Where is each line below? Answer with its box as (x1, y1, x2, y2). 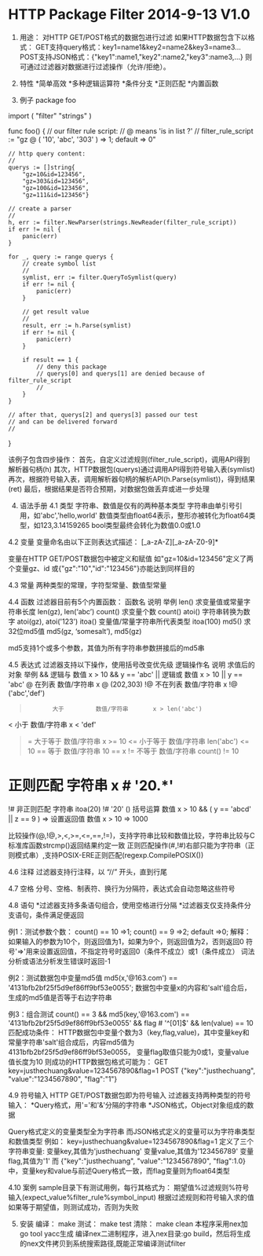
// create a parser (8, 204, 72, 213)
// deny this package (36, 363, 108, 371)
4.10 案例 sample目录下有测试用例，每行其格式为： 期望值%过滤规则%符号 (8, 1182, 250, 1192)
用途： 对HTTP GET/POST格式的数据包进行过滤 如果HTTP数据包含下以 (19, 32, 249, 42)
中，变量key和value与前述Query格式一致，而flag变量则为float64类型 (8, 1166, 230, 1175)
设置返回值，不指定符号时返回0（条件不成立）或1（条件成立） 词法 (38, 947, 255, 956)
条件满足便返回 (35, 910, 84, 920)
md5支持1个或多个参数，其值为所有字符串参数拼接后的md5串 (8, 643, 205, 653)
